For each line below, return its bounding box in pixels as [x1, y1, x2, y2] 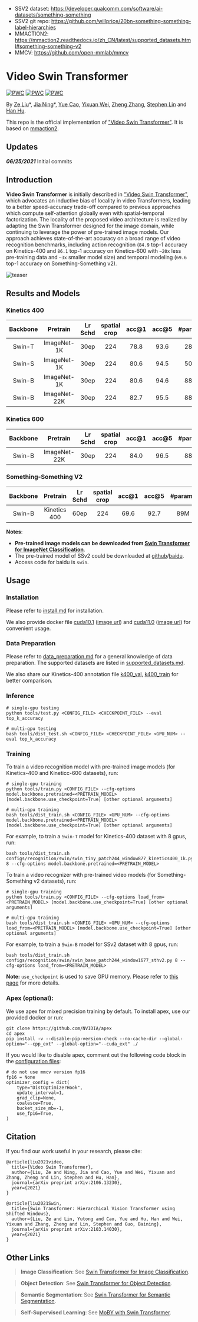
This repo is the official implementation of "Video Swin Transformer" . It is [6, 118, 183, 126]
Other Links [6, 1252, 50, 1263]
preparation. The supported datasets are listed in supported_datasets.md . [6, 659, 185, 666]
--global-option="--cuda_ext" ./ [56, 1041, 138, 1047]
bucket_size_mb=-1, [16, 1105, 65, 1111]
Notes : [6, 528, 23, 535]
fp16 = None [6, 1074, 35, 1080]
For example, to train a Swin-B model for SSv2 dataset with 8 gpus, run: [6, 941, 179, 948]
